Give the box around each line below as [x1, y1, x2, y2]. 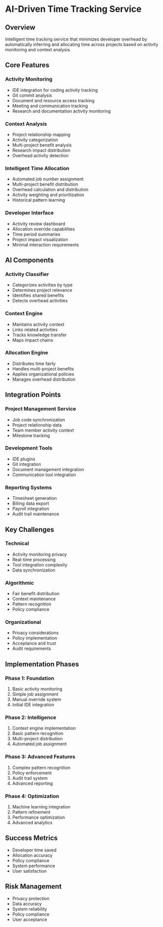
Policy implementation [12, 635, 57, 641]
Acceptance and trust [12, 641, 56, 646]
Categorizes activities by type [12, 282, 73, 288]
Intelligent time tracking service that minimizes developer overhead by [5, 36, 147, 42]
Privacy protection [12, 895, 50, 901]
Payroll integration [12, 506, 50, 512]
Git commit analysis [12, 92, 53, 98]
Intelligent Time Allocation [5, 164, 70, 171]
